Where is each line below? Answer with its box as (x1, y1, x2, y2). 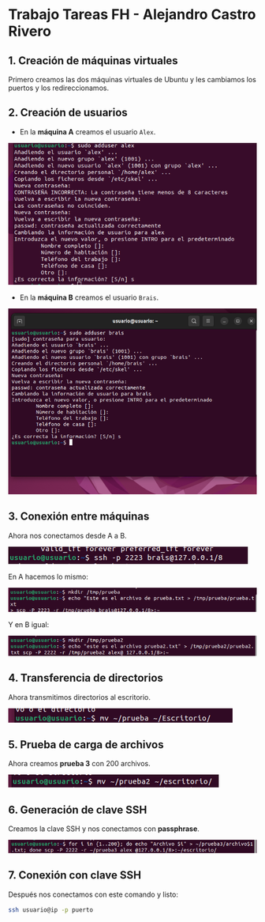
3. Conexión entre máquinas (8, 510, 150, 523)
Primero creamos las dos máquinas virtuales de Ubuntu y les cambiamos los (8, 75, 256, 84)
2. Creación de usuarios (8, 106, 128, 119)
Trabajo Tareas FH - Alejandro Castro (8, 6, 256, 24)
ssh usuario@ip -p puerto (8, 905, 93, 914)
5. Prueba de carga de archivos (8, 738, 164, 752)
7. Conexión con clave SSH (8, 868, 142, 882)
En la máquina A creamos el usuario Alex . (19, 127, 156, 136)
